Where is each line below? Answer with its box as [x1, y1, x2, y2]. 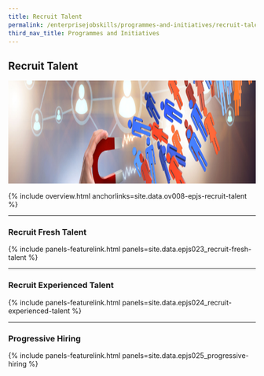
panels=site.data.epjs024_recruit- [122, 298, 232, 307]
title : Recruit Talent [8, 13, 82, 20]
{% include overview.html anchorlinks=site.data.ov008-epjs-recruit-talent [8, 192, 247, 201]
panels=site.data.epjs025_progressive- [122, 351, 249, 360]
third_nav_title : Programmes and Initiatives [8, 29, 159, 37]
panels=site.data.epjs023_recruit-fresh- [122, 244, 252, 254]
